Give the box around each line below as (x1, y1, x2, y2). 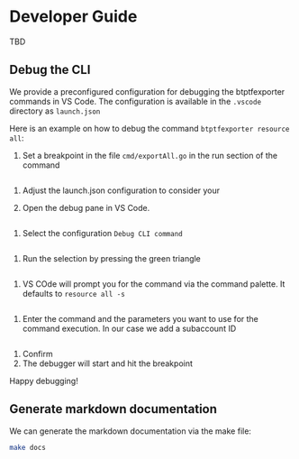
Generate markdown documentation (9, 401, 218, 417)
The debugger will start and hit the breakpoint (22, 358, 194, 369)
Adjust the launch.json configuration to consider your (22, 185, 221, 196)
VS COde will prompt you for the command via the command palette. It (22, 278, 285, 289)
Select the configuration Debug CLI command (22, 227, 183, 238)
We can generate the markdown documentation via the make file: (9, 426, 252, 436)
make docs (9, 443, 47, 452)
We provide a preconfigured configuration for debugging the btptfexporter (9, 86, 285, 96)
